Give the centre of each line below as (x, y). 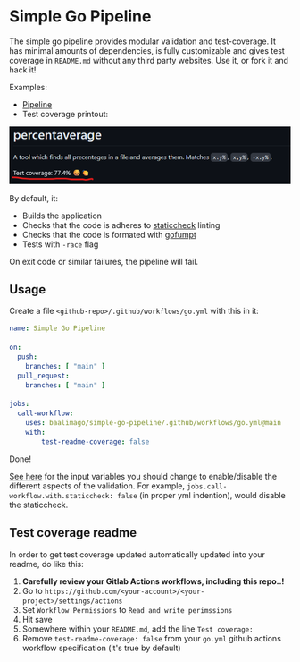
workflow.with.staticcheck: (62, 496)
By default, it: (33, 198)
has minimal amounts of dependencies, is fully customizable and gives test (147, 50)
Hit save (37, 619)
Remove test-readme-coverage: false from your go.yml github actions (151, 638)
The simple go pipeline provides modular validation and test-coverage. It (143, 41)
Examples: (28, 87)
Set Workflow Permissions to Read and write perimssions (127, 609)
